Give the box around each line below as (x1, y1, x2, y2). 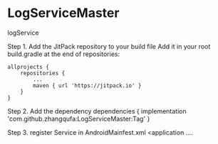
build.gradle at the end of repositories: (7, 50, 120, 58)
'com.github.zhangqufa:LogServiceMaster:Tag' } (7, 114, 150, 123)
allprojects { (7, 63, 50, 70)
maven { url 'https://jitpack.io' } (33, 82, 142, 89)
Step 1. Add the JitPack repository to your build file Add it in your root (7, 42, 211, 50)
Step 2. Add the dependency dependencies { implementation (7, 106, 187, 115)
